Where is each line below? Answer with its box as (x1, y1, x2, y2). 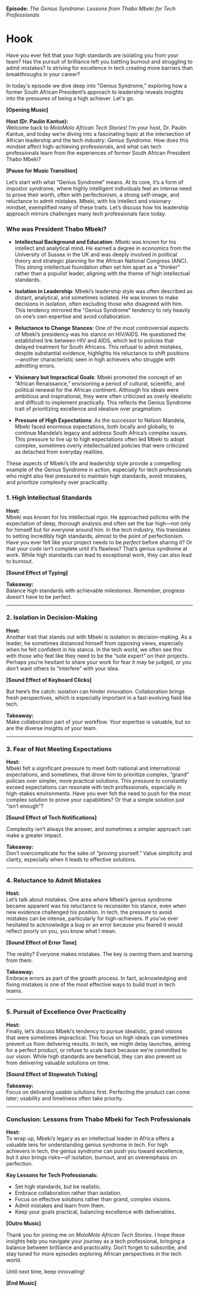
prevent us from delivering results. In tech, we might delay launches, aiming (6, 1040, 191, 1047)
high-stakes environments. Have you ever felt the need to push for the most (6, 790, 191, 797)
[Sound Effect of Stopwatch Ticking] (6, 1071, 98, 1078)
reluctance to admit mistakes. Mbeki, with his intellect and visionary (6, 197, 171, 204)
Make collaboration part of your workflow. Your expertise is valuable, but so (6, 718, 191, 725)
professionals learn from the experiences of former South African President (6, 149, 191, 156)
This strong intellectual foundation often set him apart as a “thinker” (14, 264, 181, 271)
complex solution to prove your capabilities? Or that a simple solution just (6, 796, 185, 804)
